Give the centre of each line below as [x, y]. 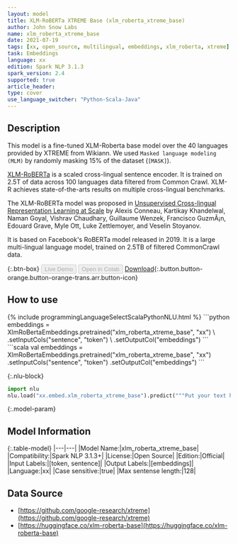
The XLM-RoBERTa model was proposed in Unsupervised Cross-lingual [112, 203]
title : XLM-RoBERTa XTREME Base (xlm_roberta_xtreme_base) [96, 21]
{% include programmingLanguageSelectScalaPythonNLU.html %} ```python [119, 317]
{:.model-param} [32, 409]
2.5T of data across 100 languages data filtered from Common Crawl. [108, 182]
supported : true [31, 80]
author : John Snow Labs [42, 27]
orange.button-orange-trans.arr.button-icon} [73, 277]
